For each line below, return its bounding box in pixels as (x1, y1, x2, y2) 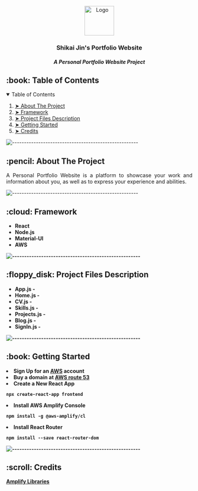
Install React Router (14, 423, 63, 431)
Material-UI (14, 235, 44, 242)
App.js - (14, 285, 35, 292)
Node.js (14, 228, 35, 236)
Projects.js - (14, 310, 46, 317)
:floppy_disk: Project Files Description (6, 269, 149, 280)
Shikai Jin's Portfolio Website (56, 43, 143, 51)
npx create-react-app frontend (6, 391, 83, 397)
